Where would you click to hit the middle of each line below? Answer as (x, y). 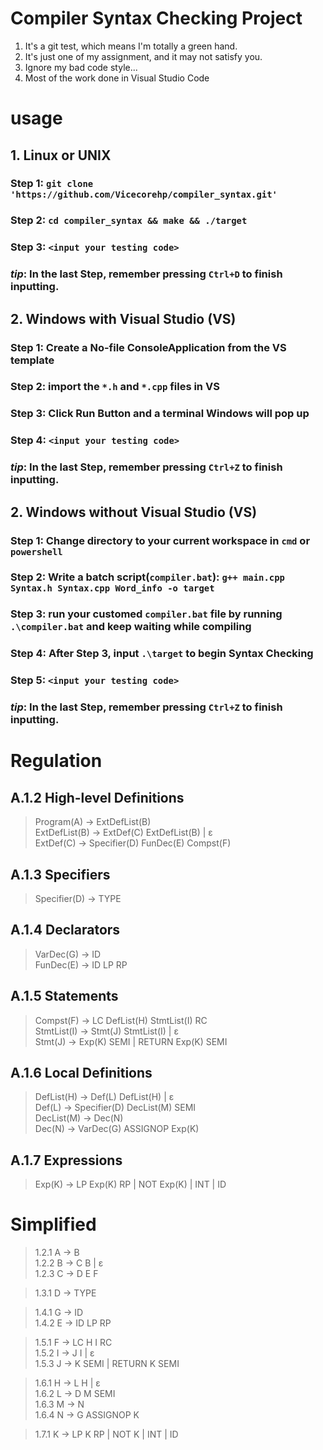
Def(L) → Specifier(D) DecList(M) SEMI (115, 1108)
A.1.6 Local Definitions (81, 1072)
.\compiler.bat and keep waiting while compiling (131, 627)
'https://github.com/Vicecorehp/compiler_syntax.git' (144, 195)
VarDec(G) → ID (68, 954)
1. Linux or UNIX (61, 155)
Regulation (56, 761)
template (32, 360)
